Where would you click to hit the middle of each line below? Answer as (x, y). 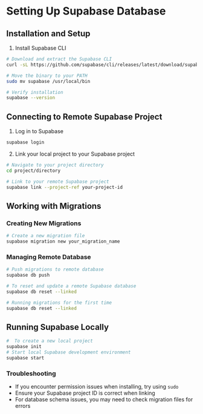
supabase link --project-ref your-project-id (64, 187)
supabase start (25, 358)
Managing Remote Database (49, 257)
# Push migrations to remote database (55, 270)
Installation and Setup (48, 34)
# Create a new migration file (46, 236)
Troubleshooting (31, 373)
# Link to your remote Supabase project (58, 182)
